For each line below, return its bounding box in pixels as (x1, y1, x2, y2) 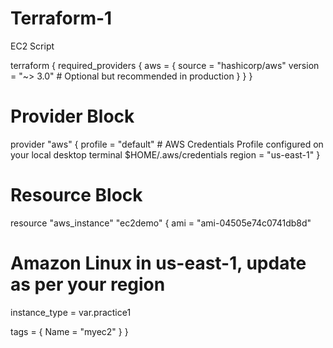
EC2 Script (10, 40, 55, 52)
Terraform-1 (10, 7, 113, 30)
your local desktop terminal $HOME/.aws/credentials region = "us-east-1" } (10, 148, 321, 161)
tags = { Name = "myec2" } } (10, 325, 129, 337)
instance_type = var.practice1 (10, 306, 132, 318)
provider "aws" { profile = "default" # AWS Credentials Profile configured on (10, 138, 324, 150)
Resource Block (10, 184, 143, 207)
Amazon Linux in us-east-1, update (10, 252, 307, 274)
